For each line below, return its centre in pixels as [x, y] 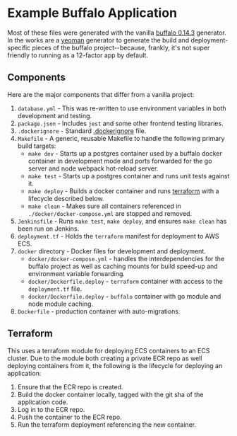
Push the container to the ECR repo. [69, 417]
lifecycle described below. [66, 198]
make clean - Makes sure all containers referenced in [104, 206]
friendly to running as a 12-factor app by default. [78, 55]
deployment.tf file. [55, 289]
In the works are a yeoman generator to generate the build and [98, 40]
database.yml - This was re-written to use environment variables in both [122, 108]
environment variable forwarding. [77, 273]
